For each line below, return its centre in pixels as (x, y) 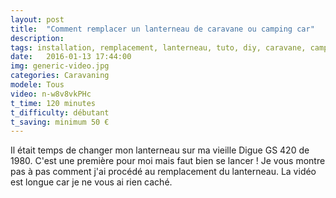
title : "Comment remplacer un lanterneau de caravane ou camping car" (162, 29)
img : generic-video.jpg (60, 66)
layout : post (37, 19)
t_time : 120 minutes (53, 103)
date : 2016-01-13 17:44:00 (71, 57)
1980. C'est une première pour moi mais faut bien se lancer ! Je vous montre (168, 161)
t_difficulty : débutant (60, 112)
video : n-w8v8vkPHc (51, 94)
